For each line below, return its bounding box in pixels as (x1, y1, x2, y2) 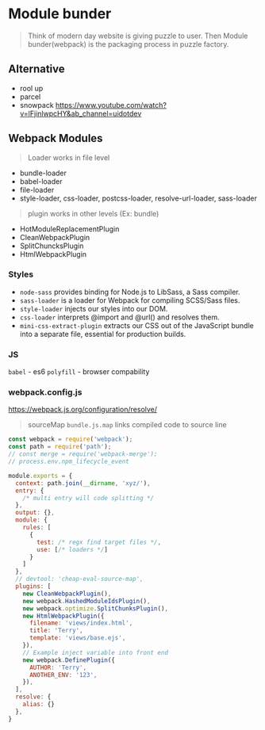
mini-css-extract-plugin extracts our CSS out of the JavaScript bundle (19, 320, 254, 330)
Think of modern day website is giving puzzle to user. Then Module (27, 31, 248, 40)
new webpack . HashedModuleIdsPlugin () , (22, 597, 151, 605)
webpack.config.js (8, 387, 83, 398)
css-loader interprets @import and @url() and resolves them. (19, 312, 220, 322)
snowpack (19, 100, 54, 109)
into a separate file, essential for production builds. (19, 329, 186, 338)
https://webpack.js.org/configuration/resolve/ (8, 405, 157, 415)
